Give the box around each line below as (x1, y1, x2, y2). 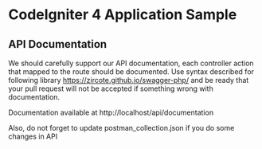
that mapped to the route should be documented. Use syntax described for (8, 67, 255, 76)
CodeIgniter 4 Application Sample (8, 6, 237, 24)
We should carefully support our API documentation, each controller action (8, 58, 254, 68)
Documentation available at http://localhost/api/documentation (8, 108, 213, 117)
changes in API (8, 131, 58, 141)
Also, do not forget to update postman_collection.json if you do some (8, 124, 235, 132)
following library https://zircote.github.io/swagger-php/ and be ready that (8, 76, 249, 84)
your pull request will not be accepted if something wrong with (8, 84, 213, 93)
